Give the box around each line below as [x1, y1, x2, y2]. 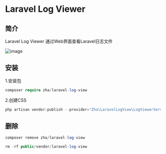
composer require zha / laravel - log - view [5, 87, 87, 92]
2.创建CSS [5, 97, 27, 103]
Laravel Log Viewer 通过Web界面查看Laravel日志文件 [5, 38, 113, 44]
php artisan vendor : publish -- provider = [5, 107, 90, 112]
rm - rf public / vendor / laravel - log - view [5, 144, 87, 149]
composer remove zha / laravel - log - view [5, 135, 85, 140]
